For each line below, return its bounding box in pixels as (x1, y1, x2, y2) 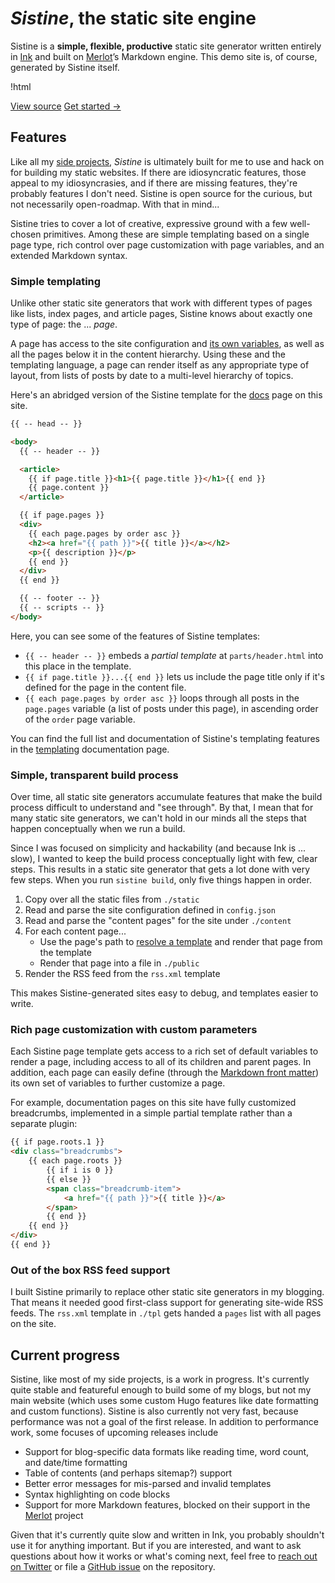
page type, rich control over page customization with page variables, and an (10, 238, 325, 251)
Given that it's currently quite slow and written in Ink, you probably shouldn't (10, 1529, 325, 1541)
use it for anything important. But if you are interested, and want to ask (10, 1540, 302, 1551)
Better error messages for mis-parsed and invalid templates (24, 1478, 272, 1489)
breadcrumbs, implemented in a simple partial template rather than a (10, 1107, 293, 1119)
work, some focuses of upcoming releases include (10, 1427, 219, 1438)
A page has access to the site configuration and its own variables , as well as (10, 338, 325, 350)
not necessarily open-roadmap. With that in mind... (10, 198, 220, 210)
